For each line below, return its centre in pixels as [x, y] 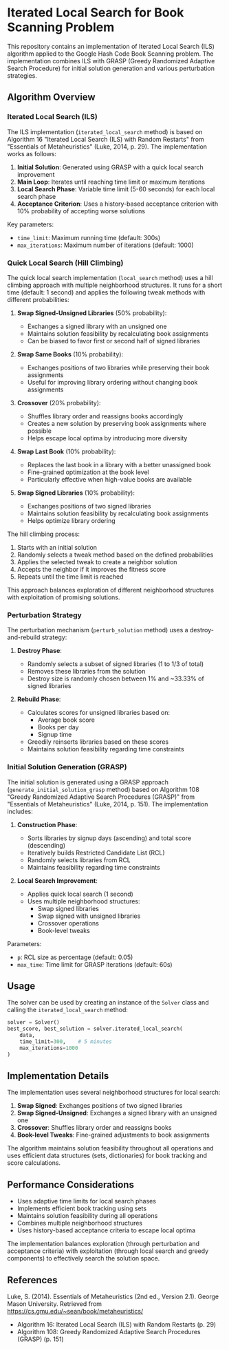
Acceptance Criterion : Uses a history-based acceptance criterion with [118, 204]
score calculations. [34, 1163]
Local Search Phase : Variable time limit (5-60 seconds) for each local [116, 189]
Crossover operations [68, 923]
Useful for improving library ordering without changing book [112, 382]
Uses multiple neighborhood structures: [84, 901]
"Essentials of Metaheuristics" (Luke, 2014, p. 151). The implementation [108, 804]
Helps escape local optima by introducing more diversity [107, 438]
